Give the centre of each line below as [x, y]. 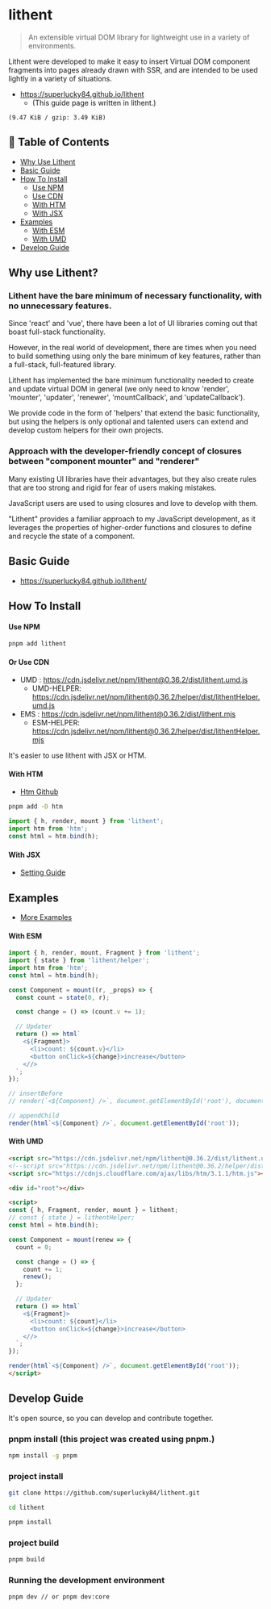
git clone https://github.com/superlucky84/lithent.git [104, 1493]
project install [36, 1476]
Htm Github [39, 792]
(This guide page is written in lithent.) [94, 102]
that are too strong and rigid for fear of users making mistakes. [113, 487]
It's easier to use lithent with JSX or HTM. [77, 755]
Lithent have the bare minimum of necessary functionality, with [135, 296]
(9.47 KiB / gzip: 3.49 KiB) [57, 117]
